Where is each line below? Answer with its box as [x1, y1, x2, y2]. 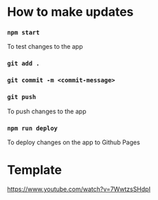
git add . [7, 60, 40, 67]
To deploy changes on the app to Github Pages [7, 138, 141, 146]
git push [7, 93, 36, 101]
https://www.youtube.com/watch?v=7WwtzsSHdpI [7, 185, 151, 193]
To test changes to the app [7, 43, 84, 51]
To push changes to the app [7, 107, 87, 115]
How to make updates [7, 4, 134, 20]
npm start [7, 29, 40, 36]
